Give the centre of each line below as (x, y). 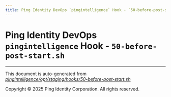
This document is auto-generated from (46, 74)
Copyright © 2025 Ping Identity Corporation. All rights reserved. (73, 89)
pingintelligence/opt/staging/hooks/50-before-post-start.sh (68, 79)
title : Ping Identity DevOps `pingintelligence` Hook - (66, 10)
